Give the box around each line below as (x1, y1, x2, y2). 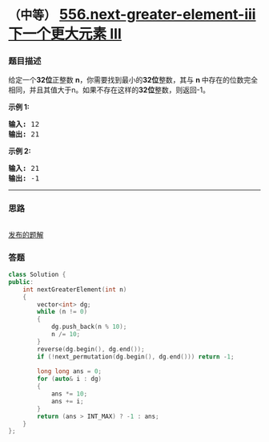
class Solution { (8, 270, 66, 279)
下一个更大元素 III (8, 25, 122, 43)
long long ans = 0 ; (37, 367, 102, 375)
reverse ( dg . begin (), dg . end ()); (37, 345, 146, 353)
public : (8, 278, 34, 286)
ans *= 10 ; (50, 390, 88, 398)
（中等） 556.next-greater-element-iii (8, 6, 256, 24)
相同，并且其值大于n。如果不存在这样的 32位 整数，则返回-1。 (8, 85, 211, 95)
